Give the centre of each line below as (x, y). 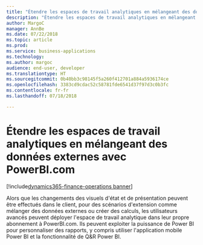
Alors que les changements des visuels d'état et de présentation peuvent (97, 198)
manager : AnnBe (25, 29)
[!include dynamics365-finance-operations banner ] (69, 186)
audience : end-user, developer (46, 68)
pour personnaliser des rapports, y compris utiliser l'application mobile (94, 230)
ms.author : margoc (29, 62)
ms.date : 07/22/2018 (32, 34)
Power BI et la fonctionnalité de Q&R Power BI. (64, 237)
